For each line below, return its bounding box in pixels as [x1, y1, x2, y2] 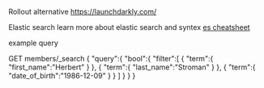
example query [8, 38, 59, 48]
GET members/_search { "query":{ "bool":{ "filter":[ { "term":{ [8, 54, 214, 63]
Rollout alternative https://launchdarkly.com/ [8, 7, 157, 16]
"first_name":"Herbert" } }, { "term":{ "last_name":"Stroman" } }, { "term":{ [8, 62, 257, 72]
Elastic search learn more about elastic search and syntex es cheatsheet [8, 23, 250, 31]
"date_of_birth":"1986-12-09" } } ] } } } [8, 71, 136, 80]
